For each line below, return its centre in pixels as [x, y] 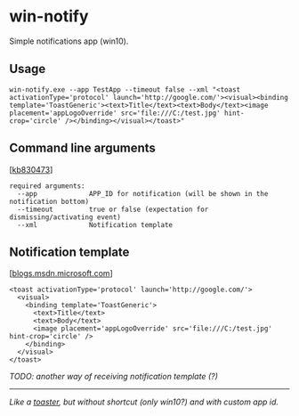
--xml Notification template [95, 224]
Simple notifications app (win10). [69, 41]
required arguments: [48, 186]
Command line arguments [82, 148]
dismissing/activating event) [65, 217]
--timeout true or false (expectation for [113, 209]
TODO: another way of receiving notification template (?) [113, 377]
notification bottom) [49, 201]
